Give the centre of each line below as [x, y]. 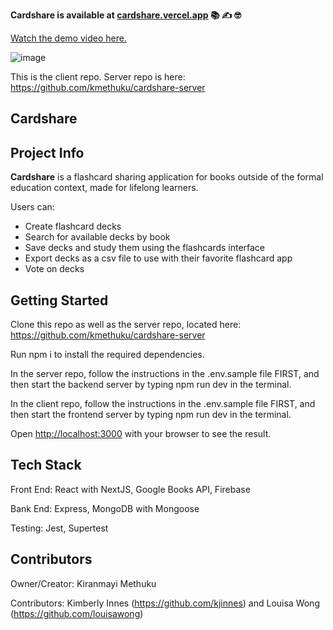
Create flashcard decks [73, 226]
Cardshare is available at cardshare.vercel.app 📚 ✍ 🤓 [126, 15]
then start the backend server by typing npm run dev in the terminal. [151, 385]
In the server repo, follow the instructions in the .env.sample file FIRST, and [165, 374]
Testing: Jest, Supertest [59, 528]
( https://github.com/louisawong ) [77, 613]
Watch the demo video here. [68, 38]
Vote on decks [54, 269]
